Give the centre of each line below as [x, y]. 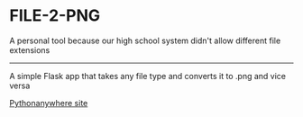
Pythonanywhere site [49, 103]
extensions [30, 49]
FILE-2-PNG [55, 16]
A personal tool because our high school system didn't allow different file [145, 40]
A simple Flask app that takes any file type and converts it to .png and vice [148, 76]
